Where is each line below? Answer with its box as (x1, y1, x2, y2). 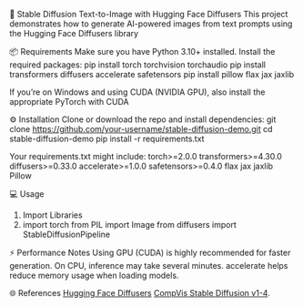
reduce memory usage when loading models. (9, 270, 179, 281)
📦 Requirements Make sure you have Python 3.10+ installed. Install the (9, 46, 276, 56)
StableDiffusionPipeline (22, 229, 111, 240)
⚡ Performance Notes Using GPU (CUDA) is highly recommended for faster (9, 247, 291, 258)
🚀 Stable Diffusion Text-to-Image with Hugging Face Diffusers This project (9, 9, 288, 19)
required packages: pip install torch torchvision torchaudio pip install (9, 59, 267, 70)
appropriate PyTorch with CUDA (9, 97, 129, 107)
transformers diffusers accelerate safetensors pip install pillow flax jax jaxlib (9, 69, 295, 79)
